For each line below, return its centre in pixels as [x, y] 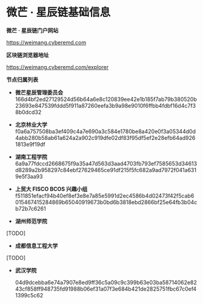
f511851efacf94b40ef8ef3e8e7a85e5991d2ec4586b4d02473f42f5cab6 [105, 196]
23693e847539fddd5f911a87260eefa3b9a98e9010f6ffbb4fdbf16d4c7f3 [105, 105]
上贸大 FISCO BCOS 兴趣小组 [51, 189]
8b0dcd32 [28, 112]
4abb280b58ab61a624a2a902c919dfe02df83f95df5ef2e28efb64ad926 [105, 137]
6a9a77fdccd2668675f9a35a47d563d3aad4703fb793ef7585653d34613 [106, 164]
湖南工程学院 [31, 157]
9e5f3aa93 [29, 176]
